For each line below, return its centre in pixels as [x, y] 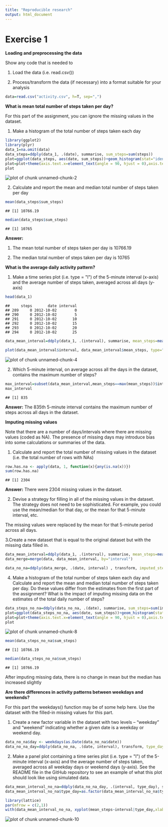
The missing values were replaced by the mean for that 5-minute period [79, 525]
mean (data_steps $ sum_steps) [34, 202]
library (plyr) [20, 145]
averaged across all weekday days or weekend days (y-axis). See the [84, 767]
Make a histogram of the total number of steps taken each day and [81, 577]
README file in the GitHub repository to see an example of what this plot [87, 772]
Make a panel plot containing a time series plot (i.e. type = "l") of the [83, 756]
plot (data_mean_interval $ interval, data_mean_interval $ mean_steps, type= [84, 350]
